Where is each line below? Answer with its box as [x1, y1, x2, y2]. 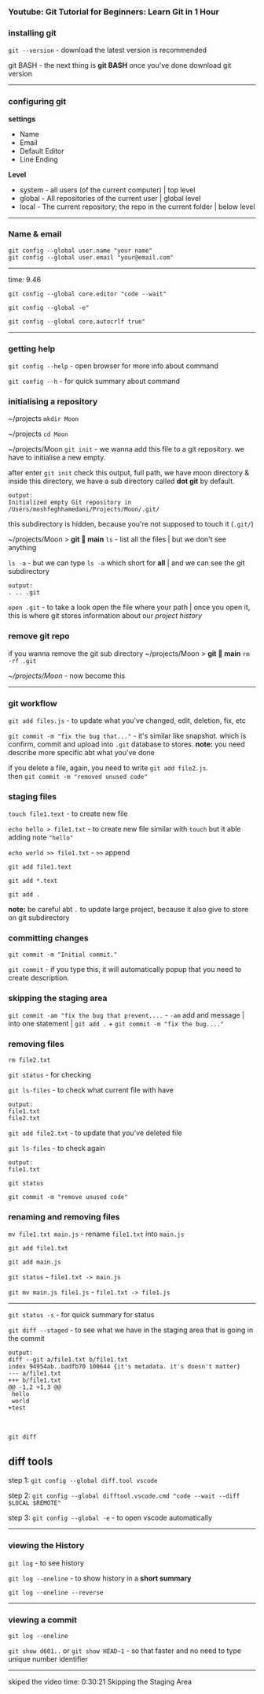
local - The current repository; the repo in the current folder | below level [19, 202, 255, 211]
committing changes [8, 933, 89, 944]
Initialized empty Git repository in [8, 499, 132, 507]
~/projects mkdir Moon [8, 414, 79, 423]
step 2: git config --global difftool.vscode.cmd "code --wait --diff [8, 1491, 240, 1500]
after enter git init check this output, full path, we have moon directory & [8, 468, 250, 478]
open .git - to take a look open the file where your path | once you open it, [8, 602, 251, 612]
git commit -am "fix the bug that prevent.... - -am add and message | [8, 1010, 245, 1019]
